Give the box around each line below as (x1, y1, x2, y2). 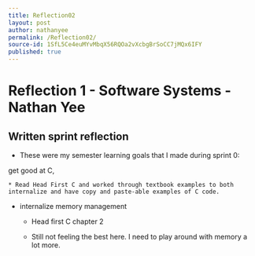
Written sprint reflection (8, 130, 129, 143)
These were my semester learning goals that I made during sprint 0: (19, 151, 240, 159)
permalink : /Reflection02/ (8, 33, 97, 42)
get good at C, (8, 166, 55, 175)
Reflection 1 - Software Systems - (8, 82, 231, 100)
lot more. (31, 240, 61, 250)
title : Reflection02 (8, 11, 76, 20)
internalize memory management (19, 202, 128, 210)
